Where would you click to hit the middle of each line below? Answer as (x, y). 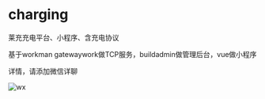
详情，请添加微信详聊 (43, 71)
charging (38, 15)
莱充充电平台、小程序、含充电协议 (64, 37)
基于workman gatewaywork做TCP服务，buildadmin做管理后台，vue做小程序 (132, 54)
